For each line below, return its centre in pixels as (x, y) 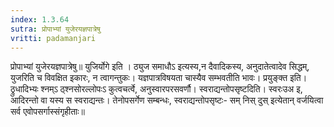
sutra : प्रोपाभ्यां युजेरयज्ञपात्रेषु (55, 29)
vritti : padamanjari (53, 38)
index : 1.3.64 (40, 19)
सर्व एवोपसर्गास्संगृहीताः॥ (48, 112)
